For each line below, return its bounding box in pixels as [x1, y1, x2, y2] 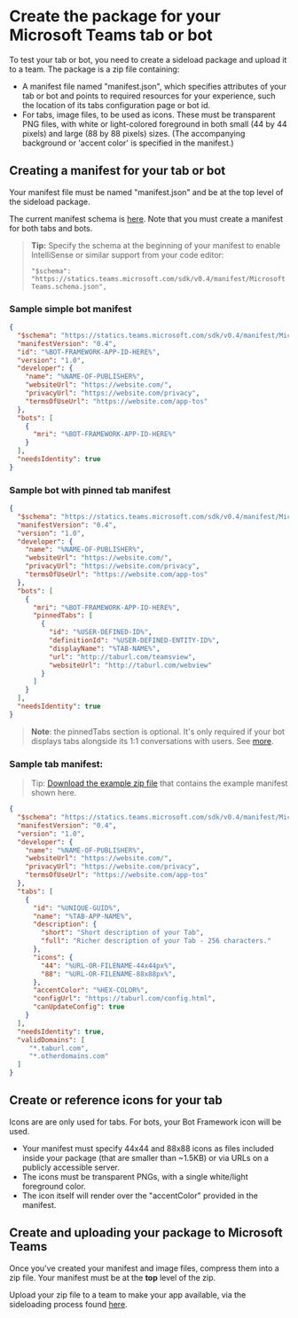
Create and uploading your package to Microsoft [9, 1226, 284, 1241]
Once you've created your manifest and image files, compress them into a [9, 1262, 279, 1274]
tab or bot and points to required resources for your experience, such [21, 90, 277, 101]
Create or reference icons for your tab [9, 1093, 223, 1108]
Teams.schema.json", [30, 282, 107, 291]
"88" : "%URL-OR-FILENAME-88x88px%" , [41, 969, 176, 978]
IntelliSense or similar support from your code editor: [30, 249, 224, 260]
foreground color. [21, 1181, 86, 1191]
